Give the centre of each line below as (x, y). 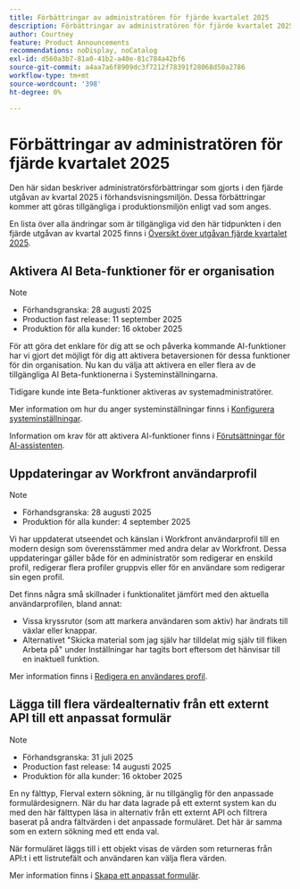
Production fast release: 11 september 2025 (102, 320)
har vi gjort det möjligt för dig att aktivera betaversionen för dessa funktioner (150, 356)
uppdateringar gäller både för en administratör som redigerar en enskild (142, 558)
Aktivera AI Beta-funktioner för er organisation (142, 271)
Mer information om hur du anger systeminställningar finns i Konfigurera (142, 409)
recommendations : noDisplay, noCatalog (83, 51)
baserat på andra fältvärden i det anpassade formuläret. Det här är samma (146, 821)
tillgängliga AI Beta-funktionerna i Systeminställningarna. (114, 375)
